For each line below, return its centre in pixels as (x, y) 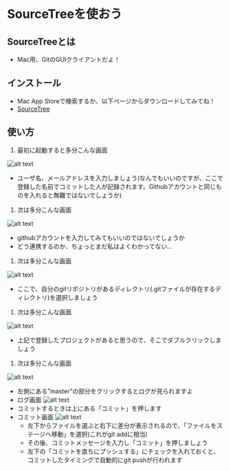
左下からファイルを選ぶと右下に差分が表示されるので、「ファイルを (122, 425)
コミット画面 (35, 417)
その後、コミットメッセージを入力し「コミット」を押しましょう (117, 442)
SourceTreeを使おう (65, 14)
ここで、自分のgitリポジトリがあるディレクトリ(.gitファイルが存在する (116, 289)
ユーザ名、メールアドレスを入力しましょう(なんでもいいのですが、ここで (120, 178)
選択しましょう (77, 297)
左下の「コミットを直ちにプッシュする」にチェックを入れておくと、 (123, 451)
